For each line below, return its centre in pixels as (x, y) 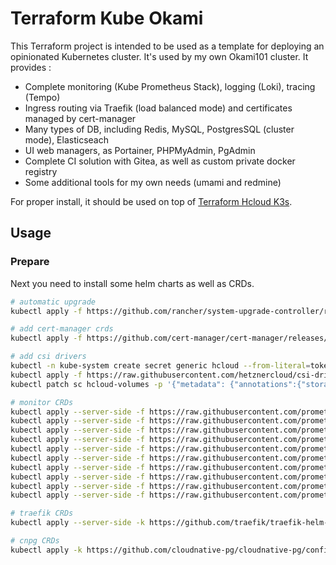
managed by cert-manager (80, 118)
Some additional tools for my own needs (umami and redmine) (153, 182)
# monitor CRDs (42, 402)
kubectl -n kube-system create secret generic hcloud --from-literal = (160, 366)
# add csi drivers (48, 357)
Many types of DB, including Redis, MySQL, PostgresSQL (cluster (159, 129)
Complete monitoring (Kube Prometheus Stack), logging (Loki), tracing (170, 86)
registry (41, 171)
